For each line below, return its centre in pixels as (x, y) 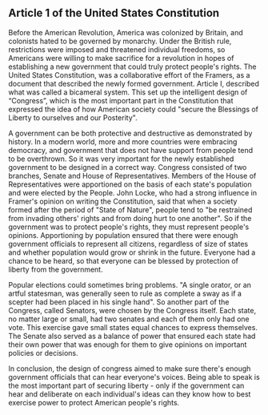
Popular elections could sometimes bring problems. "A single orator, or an (130, 284)
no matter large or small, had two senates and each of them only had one (129, 319)
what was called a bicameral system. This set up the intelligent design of (128, 92)
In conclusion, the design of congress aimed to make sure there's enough (130, 369)
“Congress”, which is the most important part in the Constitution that (121, 100)
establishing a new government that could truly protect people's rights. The (132, 66)
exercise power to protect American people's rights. (94, 402)
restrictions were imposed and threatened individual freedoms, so (117, 49)
